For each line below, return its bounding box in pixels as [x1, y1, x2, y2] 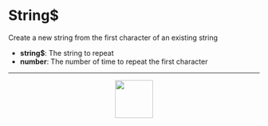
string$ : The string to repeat [19, 48, 114, 57]
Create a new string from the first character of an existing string [8, 33, 218, 42]
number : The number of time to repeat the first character [19, 57, 208, 66]
